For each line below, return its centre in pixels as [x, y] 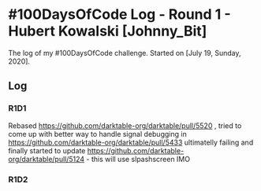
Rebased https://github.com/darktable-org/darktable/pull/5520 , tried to [125, 125]
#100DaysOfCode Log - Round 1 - [119, 15]
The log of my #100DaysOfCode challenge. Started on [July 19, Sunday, [125, 53]
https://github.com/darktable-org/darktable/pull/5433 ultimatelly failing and [131, 142]
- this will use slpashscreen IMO [138, 159]
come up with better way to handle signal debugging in [97, 134]
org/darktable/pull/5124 [47, 159]
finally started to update [47, 150]
